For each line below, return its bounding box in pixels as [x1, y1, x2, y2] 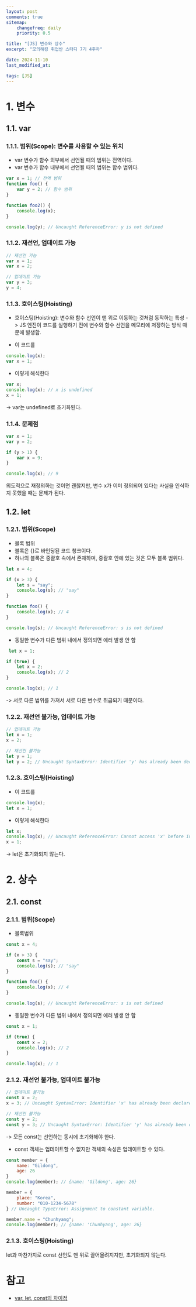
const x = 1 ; [6, 1023, 38, 1029]
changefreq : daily [16, 25, 61, 31]
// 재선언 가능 [6, 252, 37, 258]
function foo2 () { [6, 203, 51, 208]
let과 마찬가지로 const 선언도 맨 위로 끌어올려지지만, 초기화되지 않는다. [6, 1251, 167, 1258]
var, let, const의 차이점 [14, 1294, 68, 1301]
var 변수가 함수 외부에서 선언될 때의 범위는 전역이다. [14, 156, 133, 164]
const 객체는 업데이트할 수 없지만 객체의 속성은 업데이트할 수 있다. [14, 1145, 165, 1152]
